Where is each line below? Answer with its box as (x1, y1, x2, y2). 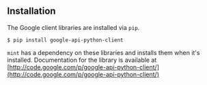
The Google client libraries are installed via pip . (7, 23, 140, 31)
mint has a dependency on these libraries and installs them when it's (7, 48, 200, 56)
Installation (7, 5, 56, 17)
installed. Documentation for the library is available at (7, 56, 157, 64)
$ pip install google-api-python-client (7, 37, 124, 44)
